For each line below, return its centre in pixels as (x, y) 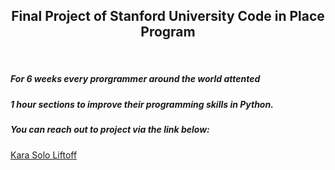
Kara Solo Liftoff (44, 155)
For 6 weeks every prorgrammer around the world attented (135, 79)
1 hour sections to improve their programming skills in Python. (142, 104)
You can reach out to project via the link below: (110, 130)
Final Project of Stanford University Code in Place (168, 16)
